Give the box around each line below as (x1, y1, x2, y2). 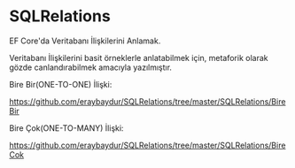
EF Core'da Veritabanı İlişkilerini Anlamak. (9, 35, 161, 46)
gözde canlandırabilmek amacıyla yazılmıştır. (9, 62, 173, 73)
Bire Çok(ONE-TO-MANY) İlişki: (9, 122, 124, 134)
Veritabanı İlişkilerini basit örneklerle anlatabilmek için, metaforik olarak (9, 52, 268, 63)
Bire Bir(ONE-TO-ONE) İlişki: (9, 79, 113, 89)
